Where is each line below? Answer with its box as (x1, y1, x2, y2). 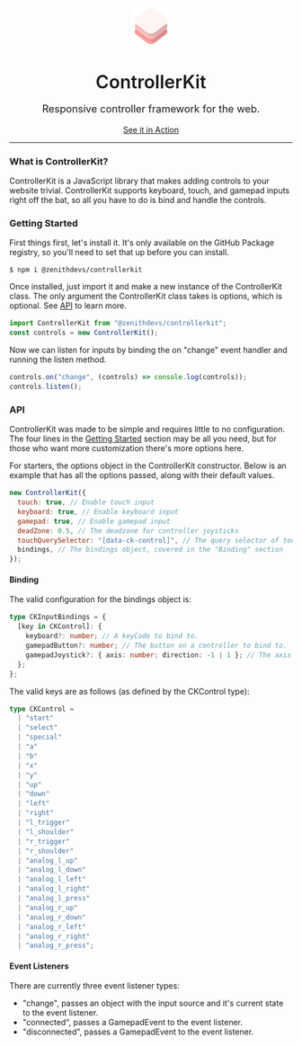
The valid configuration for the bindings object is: (9, 594, 191, 605)
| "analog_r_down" (17, 912, 87, 922)
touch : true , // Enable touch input (17, 498, 155, 507)
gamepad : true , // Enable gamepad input (17, 517, 171, 526)
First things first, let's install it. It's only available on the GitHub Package (9, 237, 275, 248)
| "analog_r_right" (17, 932, 91, 941)
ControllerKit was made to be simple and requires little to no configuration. (9, 424, 286, 435)
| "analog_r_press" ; (17, 941, 94, 951)
